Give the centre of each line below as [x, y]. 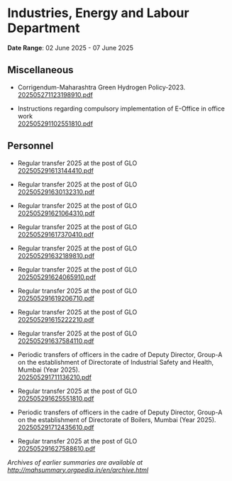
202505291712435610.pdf [56, 427]
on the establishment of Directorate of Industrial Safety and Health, [116, 362]
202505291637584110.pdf [56, 341]
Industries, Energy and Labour [98, 13]
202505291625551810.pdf [56, 398]
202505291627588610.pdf [56, 448]
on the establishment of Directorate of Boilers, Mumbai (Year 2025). [117, 419]
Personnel [31, 146]
